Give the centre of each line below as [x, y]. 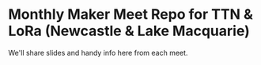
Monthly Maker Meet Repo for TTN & [130, 14]
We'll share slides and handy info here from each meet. [98, 52]
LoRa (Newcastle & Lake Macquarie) [129, 31]
